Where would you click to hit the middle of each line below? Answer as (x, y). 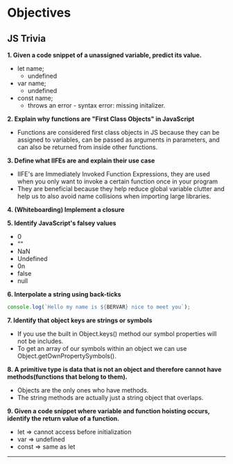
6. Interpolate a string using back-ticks (64, 294)
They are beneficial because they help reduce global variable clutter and (121, 189)
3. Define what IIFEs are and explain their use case (81, 160)
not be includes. (40, 341)
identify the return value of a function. (63, 418)
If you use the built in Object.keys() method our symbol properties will (117, 333)
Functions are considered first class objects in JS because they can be (118, 132)
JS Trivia (27, 39)
